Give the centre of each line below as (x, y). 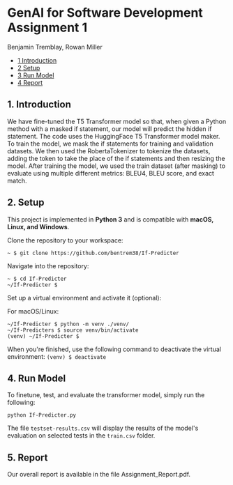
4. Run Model (37, 378)
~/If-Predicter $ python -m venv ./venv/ (68, 324)
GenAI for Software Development (105, 13)
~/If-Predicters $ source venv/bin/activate (73, 330)
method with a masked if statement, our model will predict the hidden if (110, 129)
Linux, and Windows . (38, 226)
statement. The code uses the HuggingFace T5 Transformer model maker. (114, 136)
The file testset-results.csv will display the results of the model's (103, 428)
